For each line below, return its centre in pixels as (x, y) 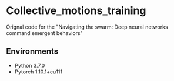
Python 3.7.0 (30, 65)
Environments (32, 52)
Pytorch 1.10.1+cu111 (39, 72)
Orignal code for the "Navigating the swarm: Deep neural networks (87, 27)
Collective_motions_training (76, 11)
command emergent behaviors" (45, 33)
